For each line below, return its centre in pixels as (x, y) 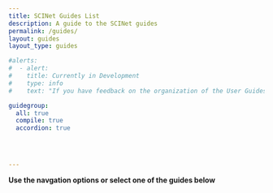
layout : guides (34, 39)
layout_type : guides (43, 46)
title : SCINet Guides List (54, 16)
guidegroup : (28, 105)
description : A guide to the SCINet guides (83, 24)
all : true (32, 113)
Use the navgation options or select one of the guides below (112, 180)
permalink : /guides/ (43, 31)
